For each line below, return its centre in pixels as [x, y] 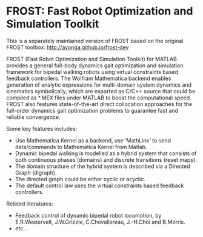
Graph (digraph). [36, 172]
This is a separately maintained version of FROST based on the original [95, 41]
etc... [22, 228]
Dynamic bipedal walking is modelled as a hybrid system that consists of [106, 153]
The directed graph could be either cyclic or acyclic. [80, 179]
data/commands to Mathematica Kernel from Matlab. [81, 147]
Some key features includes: [42, 129]
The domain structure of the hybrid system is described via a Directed [102, 166]
